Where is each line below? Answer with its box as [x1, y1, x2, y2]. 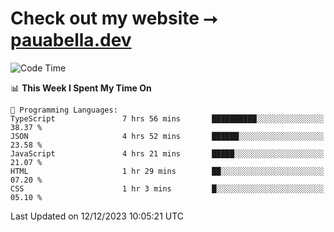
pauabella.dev [10, 29, 132, 52]
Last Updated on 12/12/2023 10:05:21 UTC [10, 210, 185, 222]
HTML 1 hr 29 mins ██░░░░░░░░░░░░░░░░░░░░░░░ [10, 166, 325, 176]
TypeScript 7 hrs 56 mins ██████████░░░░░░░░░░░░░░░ [10, 113, 325, 124]
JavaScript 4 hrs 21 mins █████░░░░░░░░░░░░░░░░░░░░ [10, 148, 325, 159]
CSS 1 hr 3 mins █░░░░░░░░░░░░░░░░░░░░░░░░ [10, 183, 325, 194]
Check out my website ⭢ [10, 7, 218, 30]
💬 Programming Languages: [10, 105, 118, 115]
